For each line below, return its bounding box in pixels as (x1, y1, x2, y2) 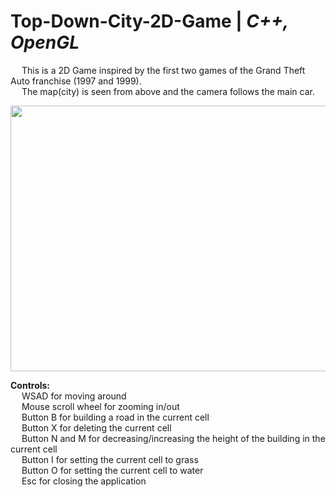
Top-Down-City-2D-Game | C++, (10, 10, 289, 33)
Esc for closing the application (21, 475, 147, 487)
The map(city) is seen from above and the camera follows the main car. (21, 85, 315, 97)
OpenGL (10, 31, 80, 54)
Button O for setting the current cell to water (21, 464, 204, 476)
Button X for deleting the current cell (21, 421, 172, 434)
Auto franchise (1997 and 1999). (10, 75, 142, 87)
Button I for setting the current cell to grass (21, 453, 199, 465)
